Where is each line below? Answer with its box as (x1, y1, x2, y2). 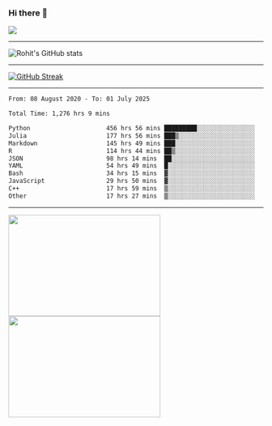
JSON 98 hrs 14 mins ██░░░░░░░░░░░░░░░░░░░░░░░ (8, 154, 255, 163)
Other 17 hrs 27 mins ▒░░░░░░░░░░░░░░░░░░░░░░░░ (8, 192, 255, 200)
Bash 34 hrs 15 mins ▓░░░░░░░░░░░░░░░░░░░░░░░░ (8, 169, 255, 177)
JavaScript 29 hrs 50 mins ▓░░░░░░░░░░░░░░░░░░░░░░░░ (8, 177, 255, 185)
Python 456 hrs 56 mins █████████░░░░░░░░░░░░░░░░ (8, 125, 255, 133)
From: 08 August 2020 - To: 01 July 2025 (8, 95, 151, 104)
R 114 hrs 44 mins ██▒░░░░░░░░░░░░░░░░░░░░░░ (8, 147, 255, 155)
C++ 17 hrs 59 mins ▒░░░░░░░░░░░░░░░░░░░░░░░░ (8, 185, 255, 193)
